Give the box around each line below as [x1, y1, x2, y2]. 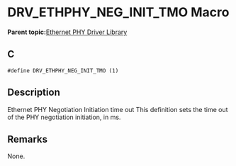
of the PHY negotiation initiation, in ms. [7, 113, 121, 121]
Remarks [7, 133, 48, 145]
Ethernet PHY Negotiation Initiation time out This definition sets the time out [7, 105, 228, 114]
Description [7, 87, 60, 99]
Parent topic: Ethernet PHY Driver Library [7, 28, 128, 36]
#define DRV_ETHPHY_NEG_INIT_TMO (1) [7, 67, 119, 74]
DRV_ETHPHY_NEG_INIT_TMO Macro [7, 4, 230, 21]
